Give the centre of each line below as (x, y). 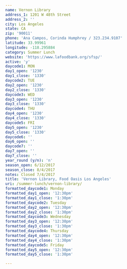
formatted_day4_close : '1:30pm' (39, 240)
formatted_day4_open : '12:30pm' (39, 236)
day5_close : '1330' (26, 132)
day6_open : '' (20, 142)
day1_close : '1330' (26, 76)
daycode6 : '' (19, 137)
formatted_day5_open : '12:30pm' (39, 250)
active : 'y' (18, 62)
